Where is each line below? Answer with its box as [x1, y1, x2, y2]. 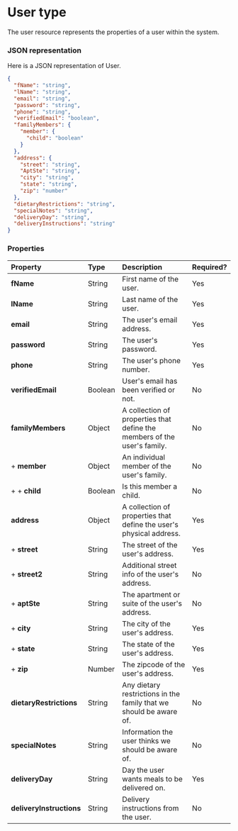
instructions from [122, 803, 179, 813]
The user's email [122, 315, 178, 325]
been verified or [122, 384, 176, 394]
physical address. [122, 528, 181, 538]
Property [11, 262, 42, 272]
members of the [122, 432, 176, 442]
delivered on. [122, 783, 166, 793]
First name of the [122, 274, 179, 284]
